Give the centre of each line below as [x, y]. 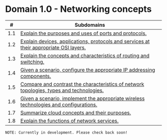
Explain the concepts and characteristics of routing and [85, 56]
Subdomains [90, 25]
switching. [33, 62]
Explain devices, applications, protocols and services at [85, 41]
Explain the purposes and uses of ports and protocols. [83, 33]
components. [36, 76]
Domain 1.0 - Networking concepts [79, 9]
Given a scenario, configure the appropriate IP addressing [88, 70]
